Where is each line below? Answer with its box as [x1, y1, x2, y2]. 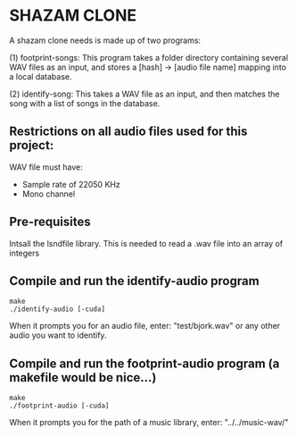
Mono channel [21, 189, 76, 199]
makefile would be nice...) [9, 370, 157, 385]
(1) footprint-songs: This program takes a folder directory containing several [9, 52, 288, 63]
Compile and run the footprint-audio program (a [9, 356, 280, 371]
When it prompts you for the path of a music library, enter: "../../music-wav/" [9, 417, 289, 428]
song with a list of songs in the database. [9, 97, 161, 108]
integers [9, 247, 40, 258]
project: [9, 138, 54, 153]
